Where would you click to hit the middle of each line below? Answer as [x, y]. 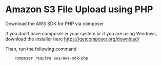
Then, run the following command [41, 49]
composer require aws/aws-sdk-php [51, 58]
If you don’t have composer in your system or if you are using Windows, [81, 33]
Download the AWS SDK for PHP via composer [55, 24]
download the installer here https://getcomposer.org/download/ [73, 39]
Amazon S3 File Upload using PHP [79, 9]
